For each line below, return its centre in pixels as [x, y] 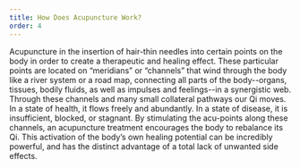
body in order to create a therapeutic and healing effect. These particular [144, 61]
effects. [23, 155]
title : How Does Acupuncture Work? [76, 17]
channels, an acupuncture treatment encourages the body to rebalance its [146, 127]
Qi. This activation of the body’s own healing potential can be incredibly [141, 137]
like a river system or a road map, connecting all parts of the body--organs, [148, 80]
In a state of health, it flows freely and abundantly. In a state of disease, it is [149, 108]
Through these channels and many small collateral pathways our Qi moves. [148, 98]
